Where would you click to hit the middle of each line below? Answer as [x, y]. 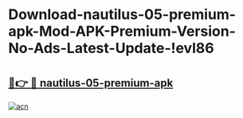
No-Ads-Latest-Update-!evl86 [111, 48]
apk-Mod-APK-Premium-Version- [122, 31]
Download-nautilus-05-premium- [122, 15]
